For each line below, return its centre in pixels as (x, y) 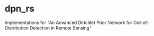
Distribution (17, 27)
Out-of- (141, 22)
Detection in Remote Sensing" (60, 27)
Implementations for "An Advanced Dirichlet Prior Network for (68, 22)
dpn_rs (20, 9)
